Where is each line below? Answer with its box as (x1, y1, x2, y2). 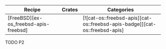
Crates (61, 6, 78, 13)
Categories (107, 6, 134, 13)
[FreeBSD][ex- (7, 15, 43, 21)
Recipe (24, 6, 41, 13)
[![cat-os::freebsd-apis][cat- (83, 15, 152, 21)
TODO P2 (5, 39, 25, 45)
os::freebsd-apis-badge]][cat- (83, 21, 157, 27)
